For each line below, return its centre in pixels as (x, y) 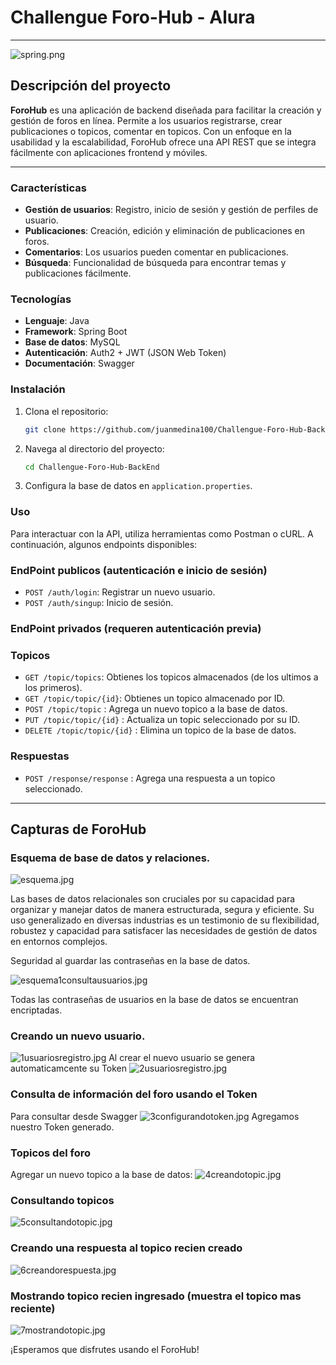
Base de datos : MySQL (72, 342)
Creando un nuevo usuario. (78, 1036)
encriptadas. (36, 1010)
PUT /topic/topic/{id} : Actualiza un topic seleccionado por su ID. (162, 720)
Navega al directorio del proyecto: (94, 448)
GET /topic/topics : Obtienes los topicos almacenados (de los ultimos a (171, 677)
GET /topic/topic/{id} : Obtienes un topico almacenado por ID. (154, 698)
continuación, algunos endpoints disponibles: (104, 544)
